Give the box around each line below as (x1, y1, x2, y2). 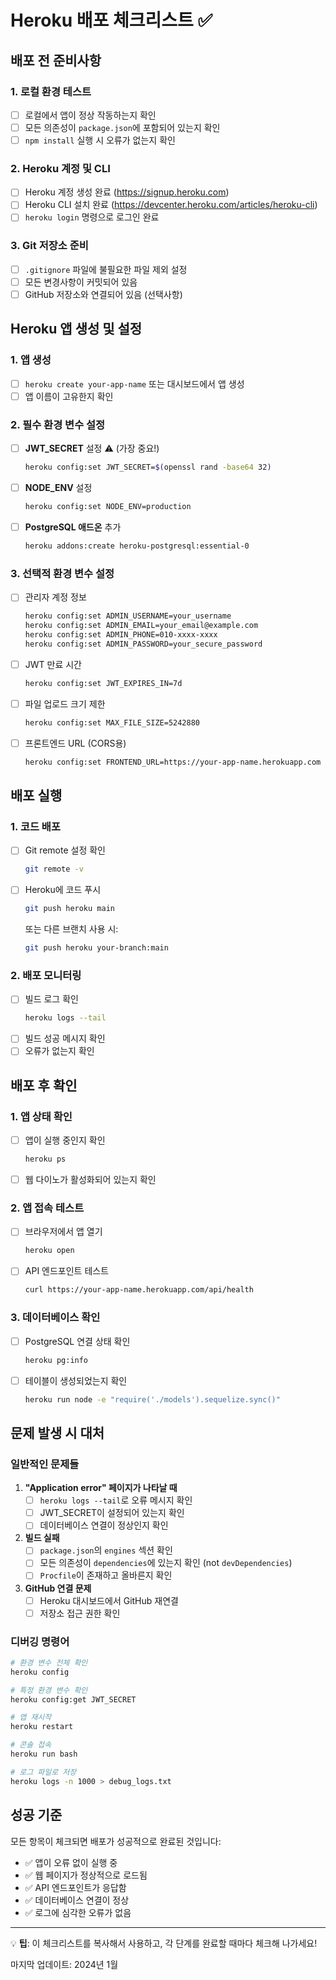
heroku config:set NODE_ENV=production (24, 502, 192, 512)
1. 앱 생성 (10, 353, 52, 367)
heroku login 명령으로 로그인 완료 (24, 211, 160, 223)
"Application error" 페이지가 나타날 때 (24, 1482, 178, 1494)
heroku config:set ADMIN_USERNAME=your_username (24, 611, 232, 621)
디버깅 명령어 (10, 1634, 70, 1648)
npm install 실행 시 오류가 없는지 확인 (24, 134, 176, 146)
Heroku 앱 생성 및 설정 (10, 321, 143, 338)
